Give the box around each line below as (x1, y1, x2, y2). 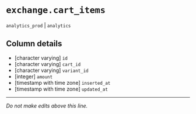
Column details (6, 39, 62, 49)
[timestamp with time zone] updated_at (14, 85, 108, 92)
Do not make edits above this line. (6, 102, 88, 109)
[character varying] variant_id (14, 67, 89, 74)
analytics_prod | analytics (6, 22, 71, 29)
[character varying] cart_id (14, 60, 81, 67)
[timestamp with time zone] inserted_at (14, 79, 111, 86)
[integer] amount (14, 72, 53, 80)
